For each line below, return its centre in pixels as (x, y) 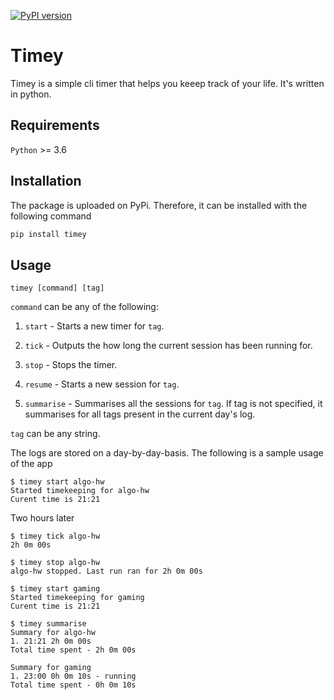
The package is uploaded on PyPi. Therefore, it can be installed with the (159, 205)
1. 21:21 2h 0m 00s (51, 641)
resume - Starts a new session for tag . (102, 384)
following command (51, 216)
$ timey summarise (48, 624)
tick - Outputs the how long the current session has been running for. (168, 346)
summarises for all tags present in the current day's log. (140, 414)
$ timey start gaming (55, 589)
